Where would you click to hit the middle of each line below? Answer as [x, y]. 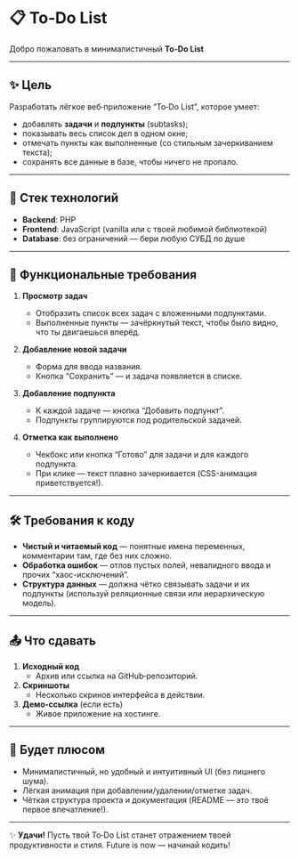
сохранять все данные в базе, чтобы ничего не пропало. [130, 161]
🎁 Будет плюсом [57, 750]
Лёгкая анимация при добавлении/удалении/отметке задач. [137, 790]
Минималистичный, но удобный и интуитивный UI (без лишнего [144, 771]
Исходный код [51, 666]
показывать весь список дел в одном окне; [105, 133]
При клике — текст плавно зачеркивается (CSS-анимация [146, 474]
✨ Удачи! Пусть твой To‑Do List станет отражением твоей [120, 835]
